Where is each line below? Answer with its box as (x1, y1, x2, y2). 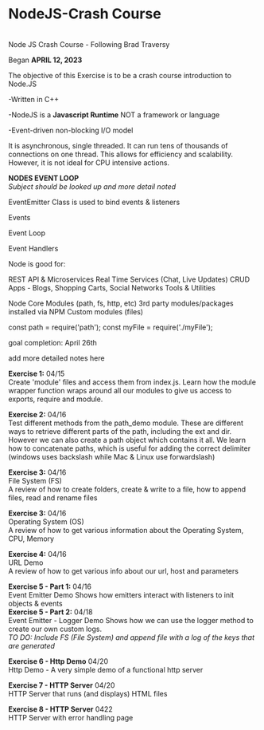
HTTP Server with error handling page (8, 712, 134, 722)
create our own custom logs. (8, 624, 102, 633)
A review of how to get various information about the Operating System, (8, 525, 244, 535)
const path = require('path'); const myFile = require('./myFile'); (8, 322, 213, 332)
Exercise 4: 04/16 (8, 549, 67, 558)
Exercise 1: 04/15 (8, 369, 65, 378)
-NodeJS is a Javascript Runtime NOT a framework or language (8, 109, 220, 120)
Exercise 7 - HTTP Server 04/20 (8, 680, 115, 690)
